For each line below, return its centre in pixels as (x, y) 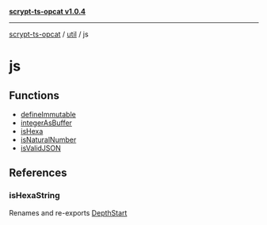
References (38, 173)
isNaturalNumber (48, 139)
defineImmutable (48, 114)
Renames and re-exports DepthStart (68, 212)
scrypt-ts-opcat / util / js (49, 34)
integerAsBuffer (46, 123)
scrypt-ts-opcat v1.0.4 (48, 11)
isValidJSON (41, 148)
